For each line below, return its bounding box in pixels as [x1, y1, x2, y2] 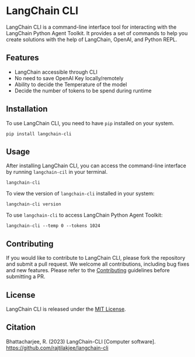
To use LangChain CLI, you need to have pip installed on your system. [6, 119, 175, 126]
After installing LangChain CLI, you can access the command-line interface [6, 162, 187, 169]
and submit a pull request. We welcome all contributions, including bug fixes [6, 260, 190, 267]
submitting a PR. [6, 273, 46, 280]
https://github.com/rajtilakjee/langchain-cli [6, 344, 109, 351]
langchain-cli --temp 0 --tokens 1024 [6, 223, 100, 229]
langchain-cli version [6, 201, 61, 207]
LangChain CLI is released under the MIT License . [6, 305, 127, 313]
